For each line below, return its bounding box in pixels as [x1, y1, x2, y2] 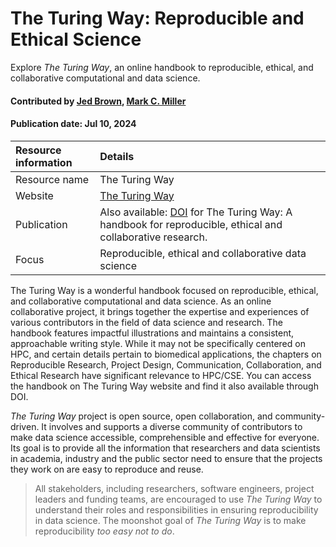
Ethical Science [10, 28, 142, 51]
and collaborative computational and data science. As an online [10, 295, 272, 307]
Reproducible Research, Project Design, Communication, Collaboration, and [10, 358, 322, 371]
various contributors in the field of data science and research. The [10, 316, 283, 328]
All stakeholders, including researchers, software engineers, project [34, 482, 315, 494]
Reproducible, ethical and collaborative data [99, 246, 307, 260]
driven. [10, 420, 40, 432]
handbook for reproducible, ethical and [99, 217, 283, 231]
